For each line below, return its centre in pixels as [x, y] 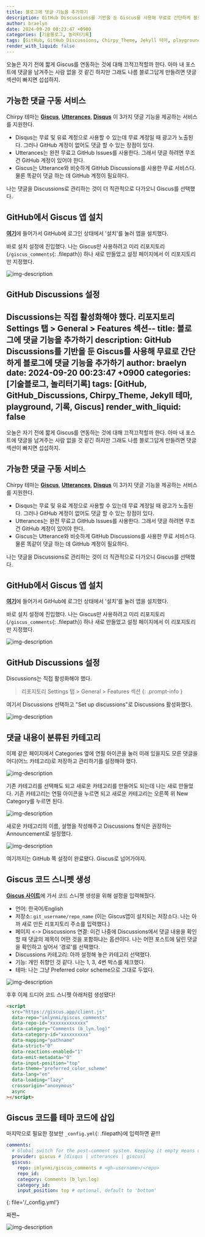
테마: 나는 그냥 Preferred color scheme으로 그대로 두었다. [85, 970]
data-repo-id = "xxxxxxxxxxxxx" [50, 1023]
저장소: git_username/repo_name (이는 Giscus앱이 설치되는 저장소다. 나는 [103, 916]
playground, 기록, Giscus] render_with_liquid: [94, 407]
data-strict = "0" [32, 1046]
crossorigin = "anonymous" [43, 1086]
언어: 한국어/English [39, 908]
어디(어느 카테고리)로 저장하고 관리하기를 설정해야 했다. [72, 761]
